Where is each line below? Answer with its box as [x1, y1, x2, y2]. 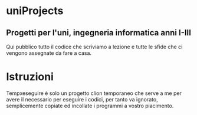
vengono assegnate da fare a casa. [6, 50, 92, 57]
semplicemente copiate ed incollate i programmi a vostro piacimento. [6, 102, 174, 109]
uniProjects [6, 4, 64, 18]
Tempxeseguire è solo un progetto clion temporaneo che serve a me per [6, 90, 182, 97]
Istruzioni [6, 70, 54, 84]
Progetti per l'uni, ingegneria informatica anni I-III [6, 28, 192, 38]
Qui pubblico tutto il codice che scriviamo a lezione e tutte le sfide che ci [6, 43, 183, 50]
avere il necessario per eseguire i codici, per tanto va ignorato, [6, 96, 158, 103]
